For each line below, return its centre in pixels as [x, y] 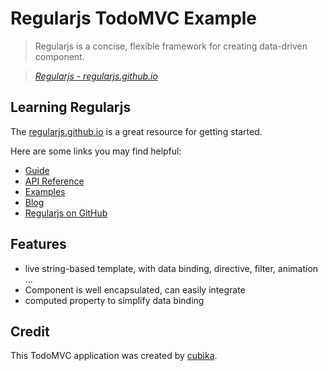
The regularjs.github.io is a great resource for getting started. [136, 131]
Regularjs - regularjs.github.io [96, 76]
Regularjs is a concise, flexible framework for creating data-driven [171, 46]
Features [38, 244]
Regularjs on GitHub [66, 213]
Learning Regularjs [71, 107]
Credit [30, 331]
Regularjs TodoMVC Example [134, 18]
